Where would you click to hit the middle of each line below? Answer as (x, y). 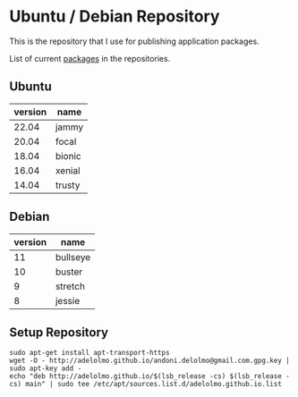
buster (69, 272)
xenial (68, 170)
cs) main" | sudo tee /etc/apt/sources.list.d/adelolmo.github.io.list (145, 384)
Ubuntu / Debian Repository (115, 17)
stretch (70, 286)
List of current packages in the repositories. (90, 58)
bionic (68, 156)
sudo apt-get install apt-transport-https (89, 353)
